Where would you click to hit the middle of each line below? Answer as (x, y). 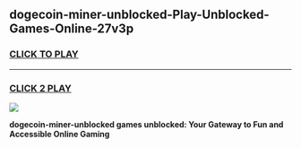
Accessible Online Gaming (60, 134)
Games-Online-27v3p (72, 29)
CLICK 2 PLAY (40, 88)
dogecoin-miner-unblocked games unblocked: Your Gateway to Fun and (146, 124)
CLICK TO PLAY (44, 55)
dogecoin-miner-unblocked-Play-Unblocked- (140, 15)
